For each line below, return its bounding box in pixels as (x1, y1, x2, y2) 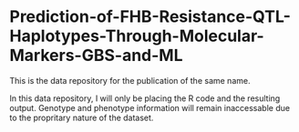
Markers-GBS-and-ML (9, 46, 183, 66)
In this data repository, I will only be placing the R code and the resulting (9, 93, 281, 104)
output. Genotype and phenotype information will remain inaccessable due (9, 102, 290, 113)
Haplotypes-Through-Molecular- (9, 25, 264, 46)
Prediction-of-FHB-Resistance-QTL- (9, 6, 292, 27)
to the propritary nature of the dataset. (9, 112, 154, 123)
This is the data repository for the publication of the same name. (9, 75, 251, 86)
